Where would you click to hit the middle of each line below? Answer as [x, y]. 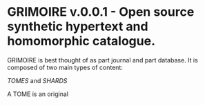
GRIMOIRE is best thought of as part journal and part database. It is [102, 60]
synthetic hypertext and [78, 26]
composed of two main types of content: [65, 67]
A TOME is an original [38, 94]
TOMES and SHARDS [37, 80]
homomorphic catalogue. [81, 41]
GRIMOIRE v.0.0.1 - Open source [101, 12]
